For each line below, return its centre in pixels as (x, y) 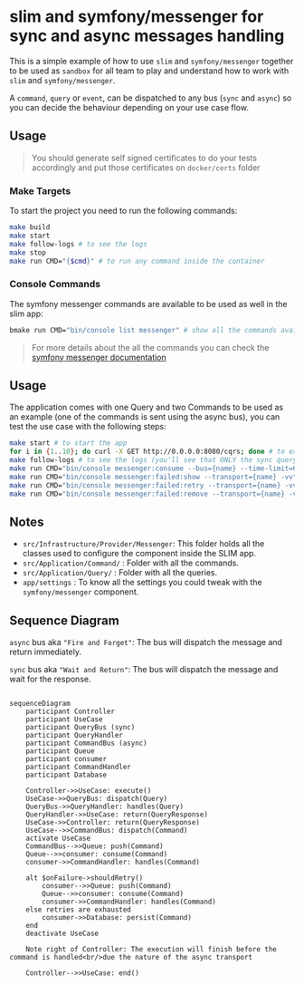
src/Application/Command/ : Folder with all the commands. (131, 563)
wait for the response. (50, 679)
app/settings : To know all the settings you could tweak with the (142, 583)
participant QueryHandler (75, 736)
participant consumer (66, 759)
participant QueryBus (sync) (81, 728)
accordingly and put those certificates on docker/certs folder (146, 167)
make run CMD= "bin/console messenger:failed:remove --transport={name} (147, 494)
